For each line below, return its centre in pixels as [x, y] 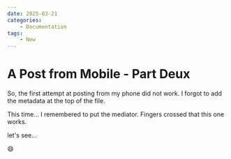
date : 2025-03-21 [32, 14]
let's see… [22, 135]
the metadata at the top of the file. [57, 101]
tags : [15, 33]
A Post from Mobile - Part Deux [99, 74]
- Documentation [44, 26]
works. [17, 122]
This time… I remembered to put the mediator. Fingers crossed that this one [116, 114]
